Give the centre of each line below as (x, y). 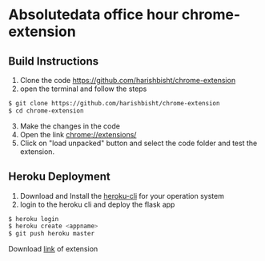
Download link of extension (53, 249)
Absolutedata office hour (93, 15)
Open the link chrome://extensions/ (78, 134)
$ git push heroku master (51, 234)
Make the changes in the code (70, 126)
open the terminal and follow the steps (83, 89)
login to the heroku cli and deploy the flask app (97, 204)
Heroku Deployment (59, 177)
